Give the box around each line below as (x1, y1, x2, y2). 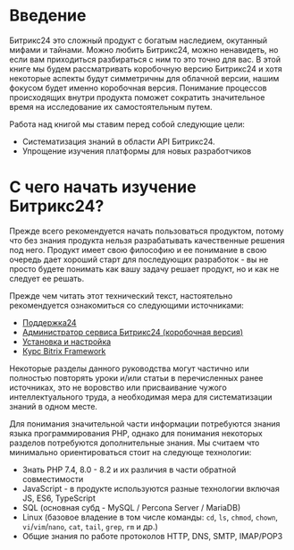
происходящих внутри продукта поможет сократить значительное (9, 91, 265, 103)
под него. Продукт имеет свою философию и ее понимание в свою (9, 244, 267, 255)
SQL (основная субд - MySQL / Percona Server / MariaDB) (21, 502, 241, 512)
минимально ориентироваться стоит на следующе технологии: (9, 446, 252, 457)
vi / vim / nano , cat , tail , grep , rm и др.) (21, 520, 158, 532)
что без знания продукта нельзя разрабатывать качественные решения (9, 234, 285, 246)
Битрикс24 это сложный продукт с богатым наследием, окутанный (9, 35, 268, 46)
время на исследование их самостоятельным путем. (9, 101, 213, 112)
